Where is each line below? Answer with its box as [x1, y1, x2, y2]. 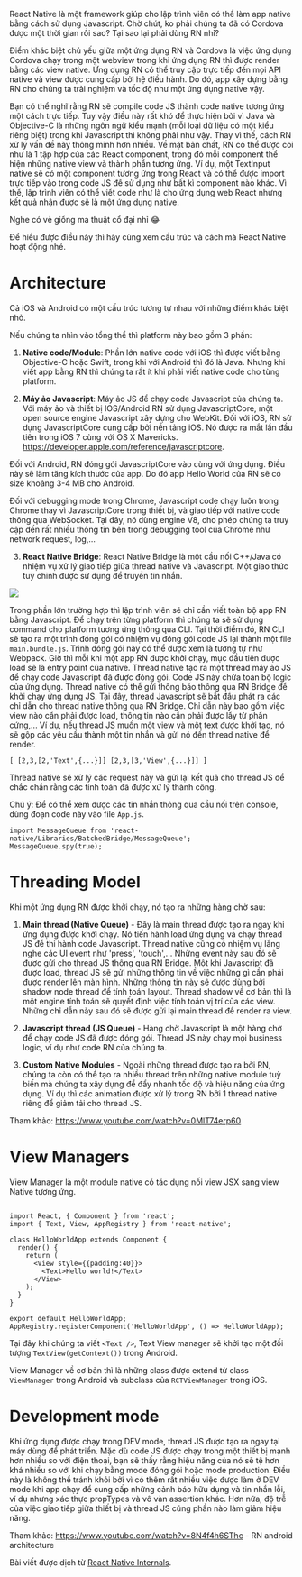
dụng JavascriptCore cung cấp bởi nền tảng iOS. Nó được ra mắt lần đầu [22, 422, 293, 433]
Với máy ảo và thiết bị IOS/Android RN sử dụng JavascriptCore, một [22, 402, 273, 414]
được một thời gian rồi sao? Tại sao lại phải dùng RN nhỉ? [9, 28, 219, 38]
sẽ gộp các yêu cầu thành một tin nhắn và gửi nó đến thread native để [9, 729, 270, 739]
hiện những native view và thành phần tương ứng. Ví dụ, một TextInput [9, 159, 270, 169]
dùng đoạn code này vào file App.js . [9, 808, 144, 820]
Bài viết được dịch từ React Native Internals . [9, 1556, 172, 1568]
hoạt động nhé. [9, 242, 66, 252]
